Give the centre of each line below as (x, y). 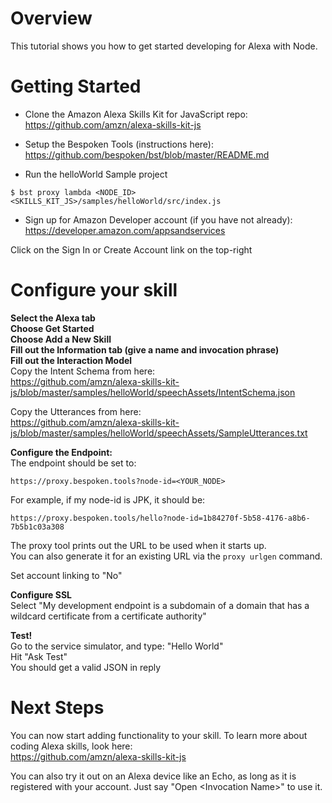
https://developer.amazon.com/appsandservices (125, 230)
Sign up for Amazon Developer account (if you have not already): (158, 219)
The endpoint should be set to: (73, 463)
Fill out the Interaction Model (71, 360)
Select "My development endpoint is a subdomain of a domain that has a (160, 605)
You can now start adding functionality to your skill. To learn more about (159, 735)
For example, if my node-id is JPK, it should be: (108, 499)
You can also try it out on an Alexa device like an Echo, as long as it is (153, 776)
